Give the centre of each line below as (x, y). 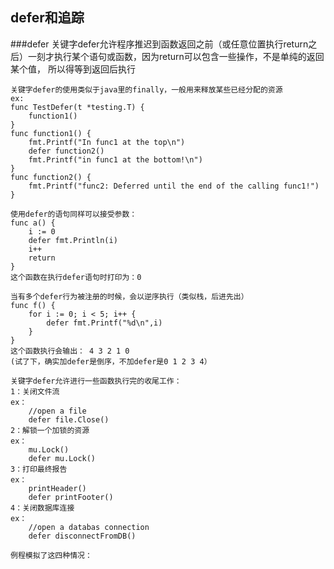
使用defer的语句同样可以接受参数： (74, 214)
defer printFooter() (71, 497)
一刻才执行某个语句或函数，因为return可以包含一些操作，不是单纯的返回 (176, 56)
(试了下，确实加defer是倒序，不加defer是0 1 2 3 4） (111, 361)
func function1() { (51, 133)
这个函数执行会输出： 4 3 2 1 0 (70, 351)
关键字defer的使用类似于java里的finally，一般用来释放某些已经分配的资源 (146, 89)
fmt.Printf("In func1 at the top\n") (107, 142)
